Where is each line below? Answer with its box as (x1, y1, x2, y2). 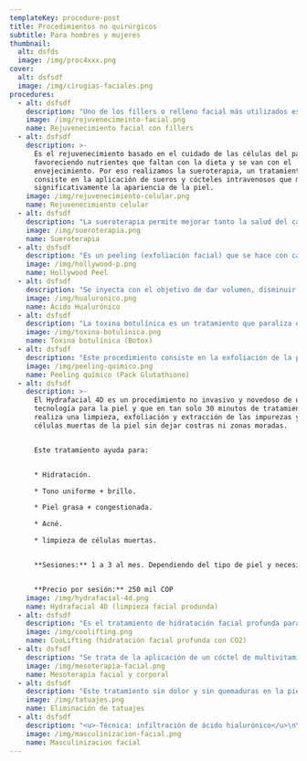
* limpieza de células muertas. (33, 536, 157, 545)
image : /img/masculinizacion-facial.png (26, 729, 182, 738)
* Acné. (33, 520, 64, 529)
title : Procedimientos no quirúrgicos (9, 22, 157, 31)
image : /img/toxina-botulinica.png (26, 328, 162, 337)
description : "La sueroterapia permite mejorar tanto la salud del (26, 217, 288, 227)
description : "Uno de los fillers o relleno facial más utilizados (26, 107, 288, 116)
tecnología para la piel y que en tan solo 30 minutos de (33, 404, 259, 414)
